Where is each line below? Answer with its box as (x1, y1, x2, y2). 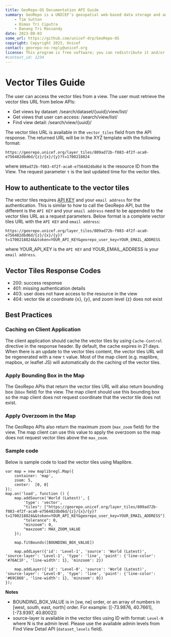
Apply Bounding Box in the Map (5, 372, 85, 379)
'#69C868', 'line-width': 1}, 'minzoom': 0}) (5, 575, 103, 581)
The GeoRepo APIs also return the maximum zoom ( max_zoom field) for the (5, 424, 159, 430)
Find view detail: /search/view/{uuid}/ (12, 119, 92, 126)
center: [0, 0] (14, 482, 49, 487)
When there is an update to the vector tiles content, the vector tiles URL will (5, 348, 164, 354)
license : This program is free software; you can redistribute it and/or (5, 50, 165, 55)
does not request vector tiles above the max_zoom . (5, 435, 108, 441)
